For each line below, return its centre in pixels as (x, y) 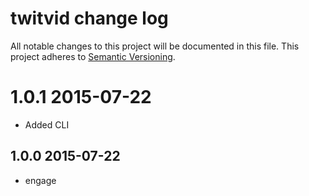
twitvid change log (89, 18)
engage (40, 180)
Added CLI (47, 124)
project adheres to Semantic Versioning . (93, 56)
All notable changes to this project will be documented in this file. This (155, 46)
